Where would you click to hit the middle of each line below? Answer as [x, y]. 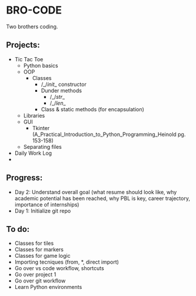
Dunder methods [62, 90]
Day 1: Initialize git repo [43, 211]
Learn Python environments [48, 287]
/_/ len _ [58, 103]
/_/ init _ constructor [64, 84]
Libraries [34, 115]
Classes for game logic [42, 256]
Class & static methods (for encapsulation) [92, 109]
